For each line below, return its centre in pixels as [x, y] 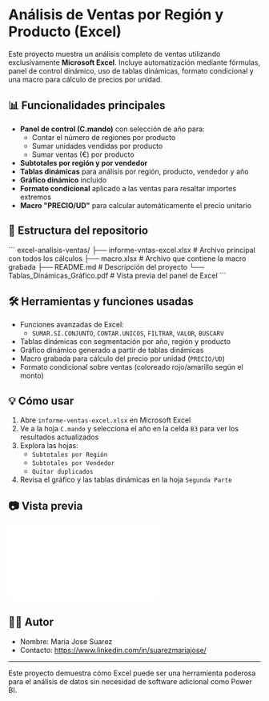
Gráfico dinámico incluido [63, 180]
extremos [36, 197]
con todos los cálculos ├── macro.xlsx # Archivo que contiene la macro [127, 258]
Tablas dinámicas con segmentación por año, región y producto [125, 342]
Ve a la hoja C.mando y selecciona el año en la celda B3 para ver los [129, 429]
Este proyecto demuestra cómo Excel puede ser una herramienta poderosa [132, 673]
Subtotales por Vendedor [73, 463]
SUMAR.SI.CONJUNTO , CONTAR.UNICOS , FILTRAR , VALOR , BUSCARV [128, 333]
